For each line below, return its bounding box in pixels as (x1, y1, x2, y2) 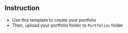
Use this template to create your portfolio (11, 17, 97, 23)
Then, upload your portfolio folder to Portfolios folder (11, 22, 124, 28)
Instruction (4, 4, 40, 12)
